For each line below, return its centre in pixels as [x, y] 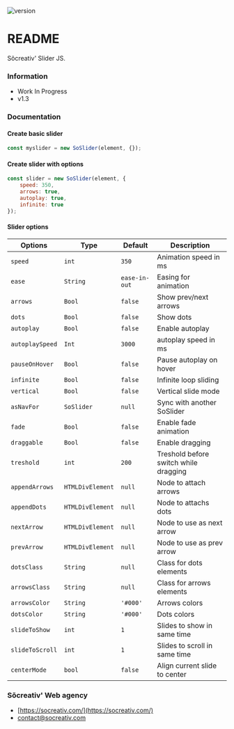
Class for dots [180, 562]
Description [190, 245]
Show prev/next [183, 297]
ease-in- [135, 278]
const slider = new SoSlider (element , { [67, 179]
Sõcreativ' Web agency [48, 695]
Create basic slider [35, 133]
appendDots [29, 507]
